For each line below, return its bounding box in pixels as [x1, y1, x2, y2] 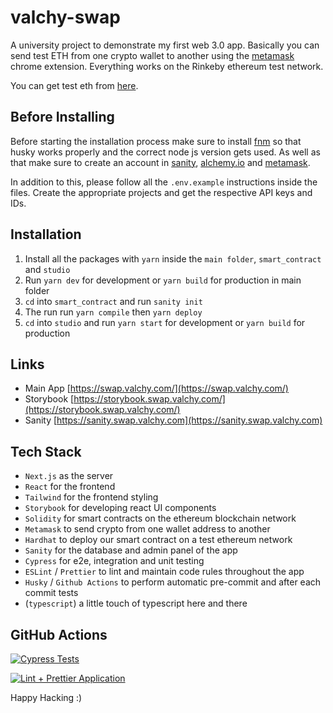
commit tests [24, 587, 79, 599]
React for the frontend [24, 481, 116, 493]
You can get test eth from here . [10, 79, 139, 91]
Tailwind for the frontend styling [24, 491, 159, 503]
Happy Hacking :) [10, 692, 83, 703]
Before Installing [10, 109, 115, 126]
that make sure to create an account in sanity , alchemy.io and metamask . [10, 156, 311, 168]
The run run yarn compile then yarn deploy [24, 306, 203, 318]
